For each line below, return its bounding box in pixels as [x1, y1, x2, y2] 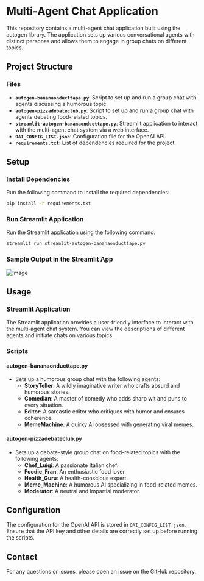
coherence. [24, 415, 54, 422]
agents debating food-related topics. [15, 113, 108, 120]
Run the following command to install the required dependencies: [6, 189, 170, 196]
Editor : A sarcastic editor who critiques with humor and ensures [24, 408, 185, 415]
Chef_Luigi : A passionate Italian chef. [24, 462, 119, 469]
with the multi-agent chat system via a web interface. [15, 126, 149, 134]
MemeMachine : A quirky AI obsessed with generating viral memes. [24, 421, 194, 428]
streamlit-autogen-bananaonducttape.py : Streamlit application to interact [15, 119, 198, 127]
